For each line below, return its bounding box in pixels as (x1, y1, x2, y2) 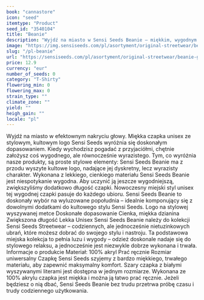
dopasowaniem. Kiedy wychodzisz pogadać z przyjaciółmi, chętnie (6, 145, 175, 153)
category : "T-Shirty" (6, 76, 61, 82)
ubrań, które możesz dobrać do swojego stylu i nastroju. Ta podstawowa (6, 229, 188, 236)
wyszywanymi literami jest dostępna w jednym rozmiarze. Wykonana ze (6, 268, 186, 275)
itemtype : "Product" (6, 20, 59, 26)
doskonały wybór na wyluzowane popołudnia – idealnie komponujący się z (6, 197, 193, 204)
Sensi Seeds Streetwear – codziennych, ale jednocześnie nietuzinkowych (6, 222, 190, 230)
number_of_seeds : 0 (6, 71, 56, 77)
